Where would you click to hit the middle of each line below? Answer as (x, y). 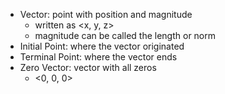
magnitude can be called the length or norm (125, 35)
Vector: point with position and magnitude (106, 14)
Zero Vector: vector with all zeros (88, 67)
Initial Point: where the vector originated (102, 46)
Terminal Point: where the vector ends (98, 57)
